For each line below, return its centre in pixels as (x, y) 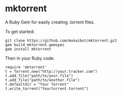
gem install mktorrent (28, 49)
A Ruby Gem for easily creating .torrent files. (50, 22)
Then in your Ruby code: (30, 58)
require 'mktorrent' (26, 67)
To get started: (20, 31)
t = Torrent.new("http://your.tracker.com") (51, 72)
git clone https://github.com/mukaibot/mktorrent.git (61, 40)
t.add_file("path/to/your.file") (39, 76)
